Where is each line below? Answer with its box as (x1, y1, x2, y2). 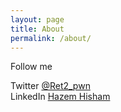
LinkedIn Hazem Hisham (10, 91, 111, 103)
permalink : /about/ (10, 33, 92, 43)
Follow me (10, 61, 53, 73)
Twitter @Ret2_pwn (10, 80, 91, 92)
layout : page (10, 14, 65, 25)
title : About (10, 24, 65, 34)
